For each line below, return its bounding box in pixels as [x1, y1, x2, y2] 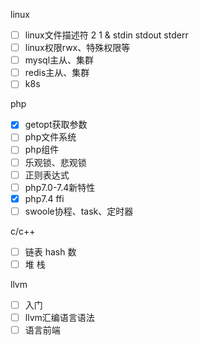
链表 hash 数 [24, 245, 77, 258]
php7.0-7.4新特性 [24, 181, 96, 193]
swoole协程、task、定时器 [24, 205, 134, 217]
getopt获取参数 [24, 119, 88, 131]
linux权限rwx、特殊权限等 [24, 42, 131, 54]
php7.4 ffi [24, 192, 65, 204]
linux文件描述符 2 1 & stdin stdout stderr [24, 29, 189, 41]
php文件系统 [24, 131, 77, 143]
